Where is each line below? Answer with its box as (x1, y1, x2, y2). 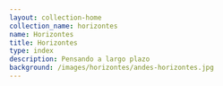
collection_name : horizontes (9, 21, 118, 30)
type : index (9, 47, 54, 56)
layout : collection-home (9, 13, 102, 22)
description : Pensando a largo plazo (9, 55, 150, 64)
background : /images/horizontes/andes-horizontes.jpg (9, 64, 215, 73)
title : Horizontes (9, 38, 78, 47)
